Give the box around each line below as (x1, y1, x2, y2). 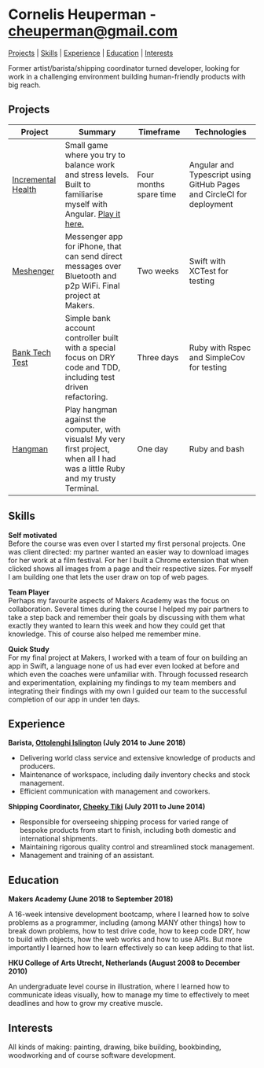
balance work (64, 159, 115, 170)
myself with (64, 198, 108, 209)
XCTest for (189, 265, 229, 276)
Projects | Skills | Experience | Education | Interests (8, 48, 174, 57)
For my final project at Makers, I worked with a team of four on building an (8, 653, 247, 662)
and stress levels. (64, 169, 130, 180)
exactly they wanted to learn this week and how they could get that (8, 621, 225, 630)
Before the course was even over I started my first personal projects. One (8, 539, 246, 548)
